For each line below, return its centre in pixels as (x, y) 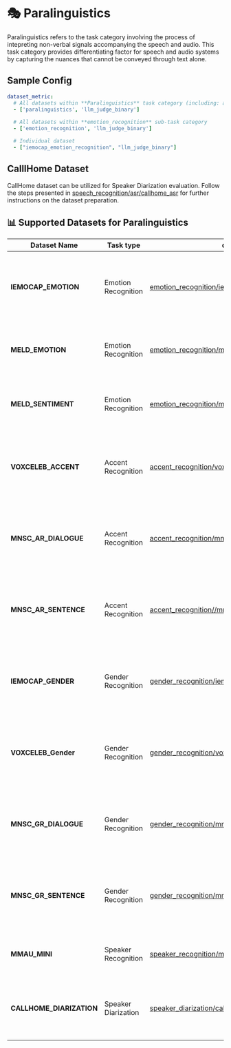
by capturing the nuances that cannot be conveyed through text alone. (107, 59)
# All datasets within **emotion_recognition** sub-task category (110, 122)
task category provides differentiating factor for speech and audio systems (113, 52)
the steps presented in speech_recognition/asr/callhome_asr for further (108, 193)
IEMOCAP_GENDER (42, 681)
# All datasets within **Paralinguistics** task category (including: (117, 103)
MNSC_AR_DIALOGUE (47, 538)
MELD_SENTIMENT (42, 404)
